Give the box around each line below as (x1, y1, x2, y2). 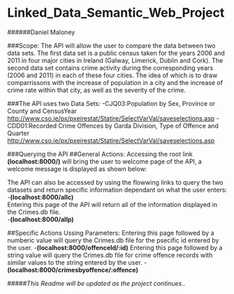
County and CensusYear (7, 107, 78, 115)
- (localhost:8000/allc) (7, 193, 74, 201)
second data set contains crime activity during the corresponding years (7, 63, 214, 72)
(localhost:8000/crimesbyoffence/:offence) (7, 265, 138, 274)
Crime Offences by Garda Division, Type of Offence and (58, 121, 219, 130)
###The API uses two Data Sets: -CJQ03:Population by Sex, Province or (7, 99, 215, 107)
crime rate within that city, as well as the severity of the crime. (7, 86, 187, 94)
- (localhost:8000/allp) (7, 215, 75, 224)
